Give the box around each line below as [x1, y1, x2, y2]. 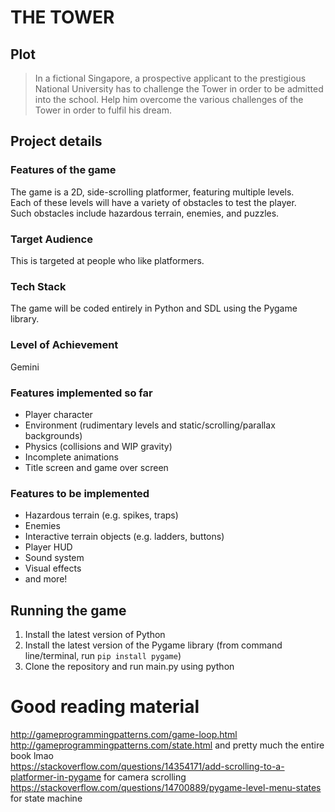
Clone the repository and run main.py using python [24, 660, 235, 672]
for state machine [10, 792, 83, 804]
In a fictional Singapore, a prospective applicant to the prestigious [34, 72, 307, 84]
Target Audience [10, 232, 93, 246]
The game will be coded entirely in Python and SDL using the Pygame [10, 302, 298, 315]
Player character [24, 408, 93, 420]
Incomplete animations [24, 451, 119, 463]
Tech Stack [10, 279, 67, 293]
